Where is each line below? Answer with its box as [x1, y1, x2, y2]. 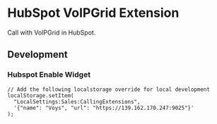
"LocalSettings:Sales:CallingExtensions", [13, 98, 141, 105]
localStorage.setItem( [7, 92, 74, 99]
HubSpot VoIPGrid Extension [7, 5, 180, 21]
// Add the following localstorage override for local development [7, 86, 211, 93]
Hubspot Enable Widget [7, 70, 90, 80]
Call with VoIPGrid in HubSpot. [7, 28, 96, 37]
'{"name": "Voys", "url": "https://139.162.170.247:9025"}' [13, 104, 194, 111]
